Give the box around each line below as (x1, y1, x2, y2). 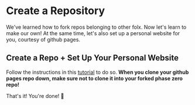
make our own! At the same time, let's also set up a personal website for (6, 29, 180, 36)
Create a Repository (6, 4, 105, 18)
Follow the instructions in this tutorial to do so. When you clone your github (6, 69, 189, 76)
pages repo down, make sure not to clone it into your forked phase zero (6, 74, 183, 82)
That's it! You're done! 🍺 (6, 92, 64, 99)
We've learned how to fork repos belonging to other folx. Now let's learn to (6, 23, 187, 31)
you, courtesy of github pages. (6, 36, 81, 43)
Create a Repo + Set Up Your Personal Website (6, 53, 179, 63)
